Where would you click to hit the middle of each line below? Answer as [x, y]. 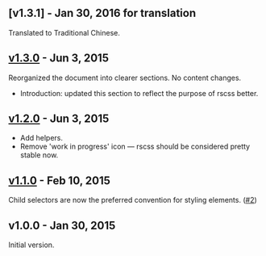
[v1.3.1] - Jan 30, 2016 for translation [102, 13]
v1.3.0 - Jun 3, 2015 [58, 59]
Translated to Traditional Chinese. [64, 32]
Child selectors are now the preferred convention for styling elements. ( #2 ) [133, 200]
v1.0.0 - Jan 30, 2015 [62, 225]
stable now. [39, 155]
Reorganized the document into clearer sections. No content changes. [125, 78]
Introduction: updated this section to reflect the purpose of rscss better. [139, 93]
